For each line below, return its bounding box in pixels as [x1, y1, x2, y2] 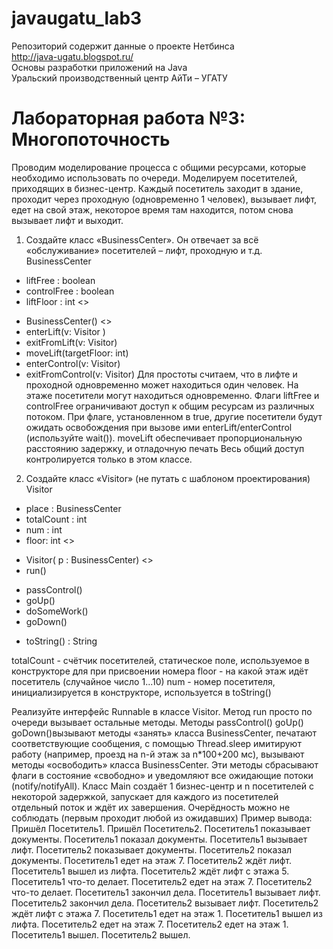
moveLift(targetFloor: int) [25, 347, 129, 359]
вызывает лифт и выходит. [11, 214, 124, 226]
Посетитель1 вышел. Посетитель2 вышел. [11, 928, 191, 941]
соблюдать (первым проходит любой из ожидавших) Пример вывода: [11, 812, 313, 824]
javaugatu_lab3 [11, 7, 143, 30]
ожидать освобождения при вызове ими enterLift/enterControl [25, 421, 293, 433]
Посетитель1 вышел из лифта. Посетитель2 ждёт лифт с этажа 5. [11, 865, 290, 877]
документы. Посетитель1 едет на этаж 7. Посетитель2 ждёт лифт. [11, 854, 293, 866]
